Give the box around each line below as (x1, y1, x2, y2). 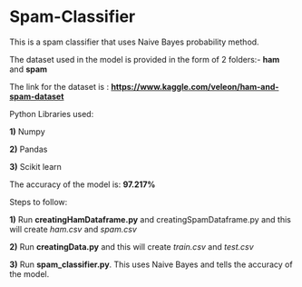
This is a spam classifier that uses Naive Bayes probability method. (9, 36, 260, 47)
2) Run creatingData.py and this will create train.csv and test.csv (9, 241, 254, 252)
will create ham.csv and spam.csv (9, 223, 138, 234)
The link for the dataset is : (9, 81, 110, 92)
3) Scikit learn (9, 161, 62, 172)
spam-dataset (9, 91, 64, 102)
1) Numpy (9, 125, 45, 137)
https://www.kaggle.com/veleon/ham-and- (111, 81, 279, 92)
